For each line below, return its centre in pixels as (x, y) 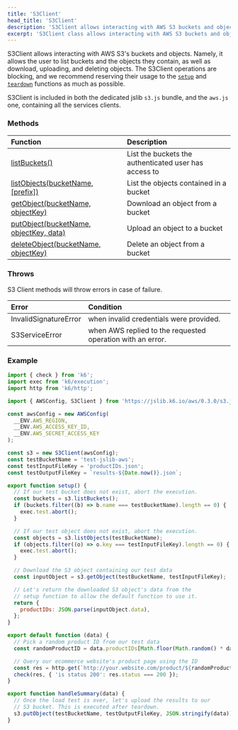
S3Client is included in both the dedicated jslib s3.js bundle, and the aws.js (118, 98)
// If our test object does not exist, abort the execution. (106, 531)
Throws (21, 274)
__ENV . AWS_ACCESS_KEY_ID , (52, 427)
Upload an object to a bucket (175, 228)
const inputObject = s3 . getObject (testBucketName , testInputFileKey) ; (120, 577)
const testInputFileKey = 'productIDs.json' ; (75, 466)
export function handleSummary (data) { (66, 694)
